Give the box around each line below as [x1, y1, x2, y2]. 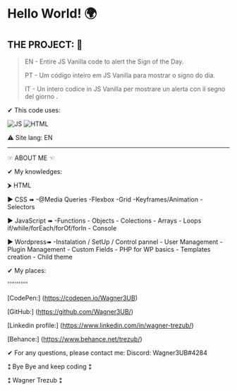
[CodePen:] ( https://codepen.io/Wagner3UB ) [7, 294, 138, 302]
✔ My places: [7, 267, 47, 274]
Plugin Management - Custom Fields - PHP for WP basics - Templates [7, 245, 211, 253]
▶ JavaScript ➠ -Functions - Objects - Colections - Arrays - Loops [7, 216, 202, 225]
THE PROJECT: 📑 [7, 38, 83, 50]
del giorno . [24, 93, 59, 100]
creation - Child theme [7, 252, 73, 261]
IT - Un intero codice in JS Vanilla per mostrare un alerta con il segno [24, 85, 226, 93]
